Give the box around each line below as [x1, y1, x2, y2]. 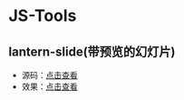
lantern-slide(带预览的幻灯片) [8, 44, 176, 59]
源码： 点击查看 [21, 70, 78, 80]
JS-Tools [8, 5, 77, 26]
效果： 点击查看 [21, 81, 78, 92]
